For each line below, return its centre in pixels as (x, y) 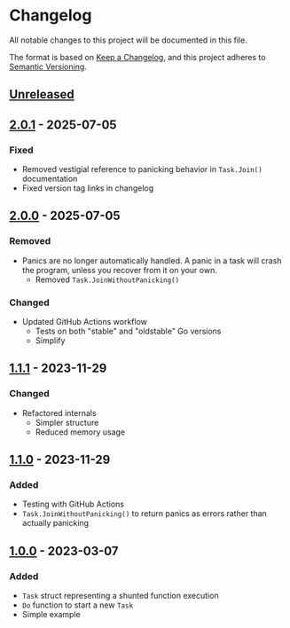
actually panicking (55, 523)
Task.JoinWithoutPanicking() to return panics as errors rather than (145, 514)
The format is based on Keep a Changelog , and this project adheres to (137, 57)
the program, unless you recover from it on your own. (119, 270)
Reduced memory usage (80, 432)
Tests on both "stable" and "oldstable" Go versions (128, 331)
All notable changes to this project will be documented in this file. (129, 40)
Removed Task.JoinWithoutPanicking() (107, 279)
